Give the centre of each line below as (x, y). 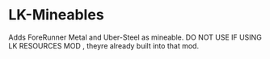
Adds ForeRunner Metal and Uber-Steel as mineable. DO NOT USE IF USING (135, 37)
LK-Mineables (56, 15)
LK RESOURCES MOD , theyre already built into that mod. (104, 45)
